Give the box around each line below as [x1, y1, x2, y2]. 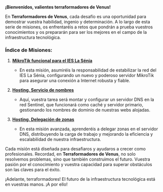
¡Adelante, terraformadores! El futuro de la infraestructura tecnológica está [5, 176, 155, 182]
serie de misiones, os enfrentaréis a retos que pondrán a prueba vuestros [5, 24, 153, 30]
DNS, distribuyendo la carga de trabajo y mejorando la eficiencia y [19, 131, 153, 137]
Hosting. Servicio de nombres [12, 87, 74, 93]
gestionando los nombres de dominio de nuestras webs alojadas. [19, 107, 150, 113]
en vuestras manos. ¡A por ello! [5, 181, 68, 188]
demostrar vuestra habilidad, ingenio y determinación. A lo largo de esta [5, 19, 150, 24]
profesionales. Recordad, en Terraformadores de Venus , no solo [5, 151, 136, 157]
